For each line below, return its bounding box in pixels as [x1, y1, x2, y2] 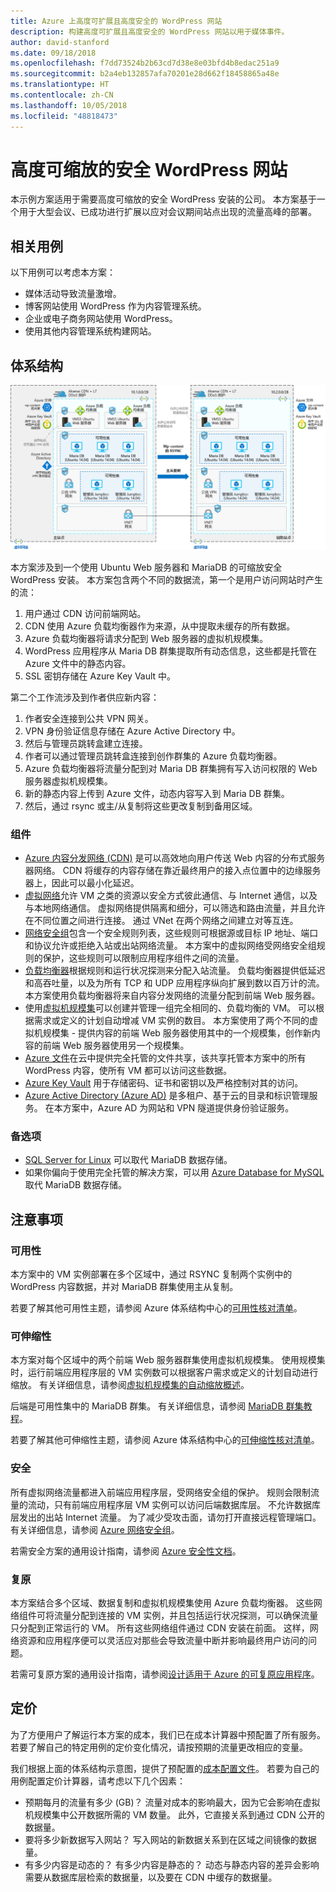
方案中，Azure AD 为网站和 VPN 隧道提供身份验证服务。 [62, 1102, 295, 1114]
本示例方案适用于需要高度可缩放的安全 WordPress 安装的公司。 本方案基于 [10, 193, 317, 205]
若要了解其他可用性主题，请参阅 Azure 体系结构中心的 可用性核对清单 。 [10, 1302, 303, 1314]
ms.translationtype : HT [10, 80, 110, 90]
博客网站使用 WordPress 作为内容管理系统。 [24, 300, 207, 312]
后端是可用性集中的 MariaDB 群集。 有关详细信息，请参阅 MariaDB [10, 1400, 284, 1412]
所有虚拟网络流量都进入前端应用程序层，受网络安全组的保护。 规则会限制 [10, 1486, 311, 1498]
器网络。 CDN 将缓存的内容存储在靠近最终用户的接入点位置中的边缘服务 [24, 865, 322, 877]
